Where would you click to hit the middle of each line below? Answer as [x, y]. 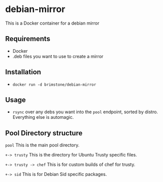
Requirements [28, 39]
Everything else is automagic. [43, 117]
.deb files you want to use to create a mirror [58, 56]
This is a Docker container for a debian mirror [52, 23]
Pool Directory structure [44, 133]
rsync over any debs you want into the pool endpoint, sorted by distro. [85, 112]
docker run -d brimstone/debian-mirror [54, 84]
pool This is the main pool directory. [42, 145]
